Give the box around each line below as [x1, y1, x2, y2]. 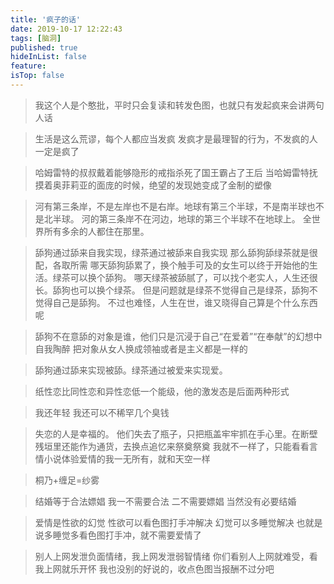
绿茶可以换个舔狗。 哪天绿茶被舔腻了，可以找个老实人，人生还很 [52, 271, 318, 283]
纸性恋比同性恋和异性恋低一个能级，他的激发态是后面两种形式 [34, 385, 290, 397]
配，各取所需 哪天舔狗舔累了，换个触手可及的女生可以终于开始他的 [34, 259, 310, 271]
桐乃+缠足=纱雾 [34, 474, 100, 486]
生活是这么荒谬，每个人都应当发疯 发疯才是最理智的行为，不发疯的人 [34, 132, 318, 145]
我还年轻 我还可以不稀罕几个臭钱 [34, 406, 170, 418]
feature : [10, 61, 47, 71]
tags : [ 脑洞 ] [10, 33, 62, 43]
